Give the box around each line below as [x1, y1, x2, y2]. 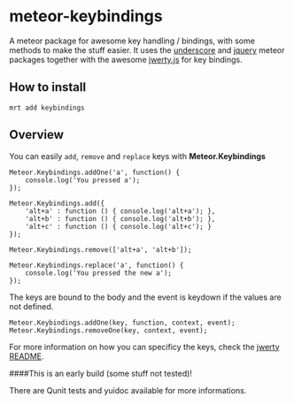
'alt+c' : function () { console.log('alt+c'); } [25, 222, 213, 231]
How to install [9, 80, 87, 95]
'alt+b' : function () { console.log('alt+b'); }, [25, 214, 216, 223]
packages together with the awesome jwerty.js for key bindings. [9, 54, 244, 65]
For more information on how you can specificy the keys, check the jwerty [9, 341, 280, 352]
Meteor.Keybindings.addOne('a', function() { [9, 168, 180, 177]
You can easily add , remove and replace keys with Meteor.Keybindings [9, 150, 266, 161]
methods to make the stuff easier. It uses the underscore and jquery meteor [9, 44, 285, 55]
